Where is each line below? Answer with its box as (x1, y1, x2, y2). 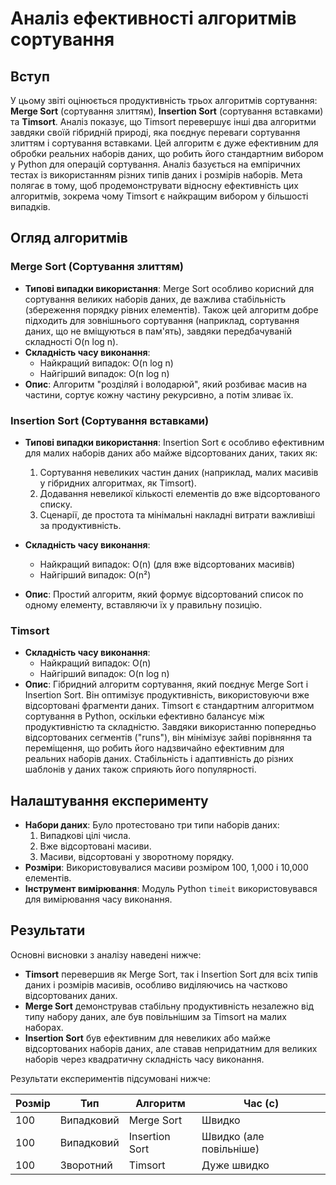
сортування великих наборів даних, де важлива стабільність (24, 293, 287, 305)
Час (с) (243, 1096, 280, 1110)
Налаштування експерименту (10, 792, 209, 809)
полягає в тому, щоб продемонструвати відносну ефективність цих (10, 180, 299, 191)
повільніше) (201, 1142, 260, 1156)
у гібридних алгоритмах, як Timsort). (39, 477, 197, 489)
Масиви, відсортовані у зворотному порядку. (39, 851, 235, 863)
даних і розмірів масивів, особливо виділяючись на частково (24, 978, 288, 991)
